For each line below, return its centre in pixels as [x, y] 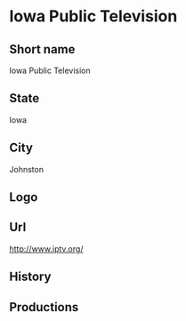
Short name [42, 49]
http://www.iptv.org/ [46, 249]
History [30, 277]
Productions [44, 307]
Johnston [27, 169]
